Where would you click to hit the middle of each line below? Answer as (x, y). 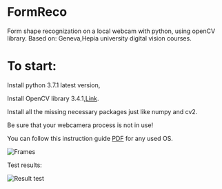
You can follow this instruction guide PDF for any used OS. (90, 138)
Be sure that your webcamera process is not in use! (80, 125)
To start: (32, 66)
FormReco (37, 12)
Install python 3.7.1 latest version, (54, 85)
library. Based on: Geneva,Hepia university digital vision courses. (99, 38)
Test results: (25, 165)
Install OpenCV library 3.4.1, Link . (53, 98)
